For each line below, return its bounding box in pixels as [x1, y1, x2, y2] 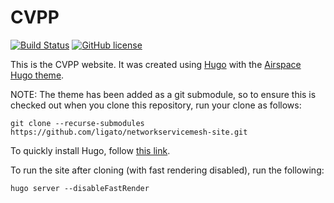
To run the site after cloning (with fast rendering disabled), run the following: [10, 164, 325, 176]
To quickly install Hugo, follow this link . [10, 144, 171, 156]
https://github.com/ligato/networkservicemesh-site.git [10, 127, 248, 137]
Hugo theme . [10, 69, 65, 81]
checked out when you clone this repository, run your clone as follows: [10, 99, 302, 111]
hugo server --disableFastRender [10, 183, 150, 193]
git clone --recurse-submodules [10, 118, 145, 128]
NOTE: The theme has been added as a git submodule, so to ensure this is [10, 88, 317, 100]
